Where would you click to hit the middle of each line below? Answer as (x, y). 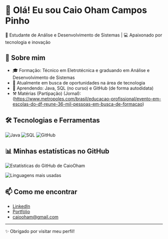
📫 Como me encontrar (41, 192)
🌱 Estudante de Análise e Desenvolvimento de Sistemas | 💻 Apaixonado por (84, 35)
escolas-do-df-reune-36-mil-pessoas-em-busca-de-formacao (77, 104)
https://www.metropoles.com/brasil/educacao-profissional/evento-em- (88, 98)
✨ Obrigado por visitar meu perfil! (40, 231)
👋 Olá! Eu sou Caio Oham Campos (76, 10)
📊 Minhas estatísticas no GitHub (57, 151)
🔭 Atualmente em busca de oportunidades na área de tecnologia (79, 82)
